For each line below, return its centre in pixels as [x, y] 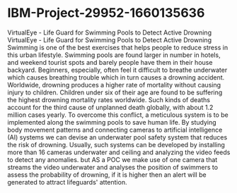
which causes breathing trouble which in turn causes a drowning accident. [116, 77]
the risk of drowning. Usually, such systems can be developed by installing [116, 144]
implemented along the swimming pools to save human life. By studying [112, 122]
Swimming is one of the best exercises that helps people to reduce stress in [118, 47]
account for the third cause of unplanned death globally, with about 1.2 [110, 107]
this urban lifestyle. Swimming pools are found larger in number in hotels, [114, 55]
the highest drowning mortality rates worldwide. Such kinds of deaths [109, 99]
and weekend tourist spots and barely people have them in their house [110, 62]
